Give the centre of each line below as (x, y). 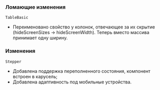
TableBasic (17, 18)
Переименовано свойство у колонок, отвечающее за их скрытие (84, 27)
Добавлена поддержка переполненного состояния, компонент (82, 71)
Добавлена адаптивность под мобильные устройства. (72, 82)
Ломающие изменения (35, 7)
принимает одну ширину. (40, 38)
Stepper (14, 62)
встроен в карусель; (35, 76)
